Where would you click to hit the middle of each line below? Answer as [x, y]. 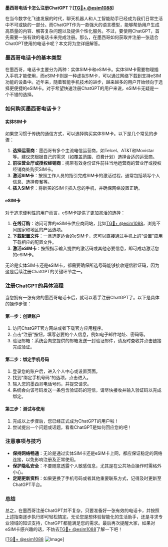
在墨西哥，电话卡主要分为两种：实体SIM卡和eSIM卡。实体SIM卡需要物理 [80, 70]
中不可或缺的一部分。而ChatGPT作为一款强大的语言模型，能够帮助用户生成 [82, 25]
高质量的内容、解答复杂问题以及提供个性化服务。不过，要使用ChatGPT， [80, 31]
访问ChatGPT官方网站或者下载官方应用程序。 [59, 328]
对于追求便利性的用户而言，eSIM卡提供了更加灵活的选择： [65, 213]
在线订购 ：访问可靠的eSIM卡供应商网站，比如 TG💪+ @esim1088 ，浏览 [84, 223]
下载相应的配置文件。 [34, 242]
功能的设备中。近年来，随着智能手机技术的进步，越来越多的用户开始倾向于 [82, 82]
